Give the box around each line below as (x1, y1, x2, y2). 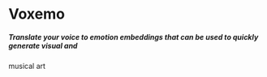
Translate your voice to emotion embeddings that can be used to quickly (8, 32, 259, 41)
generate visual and (8, 41, 78, 50)
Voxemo (8, 5, 65, 24)
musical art (8, 62, 46, 71)
